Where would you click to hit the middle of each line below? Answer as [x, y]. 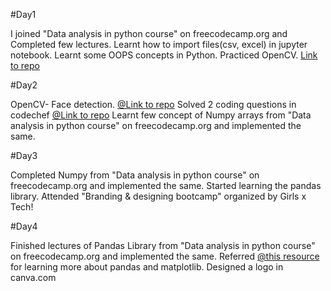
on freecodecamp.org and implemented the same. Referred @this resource [165, 256]
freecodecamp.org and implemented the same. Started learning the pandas [166, 185]
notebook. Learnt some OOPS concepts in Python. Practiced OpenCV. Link [164, 55]
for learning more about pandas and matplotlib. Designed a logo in [147, 267]
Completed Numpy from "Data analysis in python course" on [135, 175]
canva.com [33, 277]
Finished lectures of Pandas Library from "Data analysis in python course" [163, 245]
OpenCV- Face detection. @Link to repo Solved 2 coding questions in [153, 104]
